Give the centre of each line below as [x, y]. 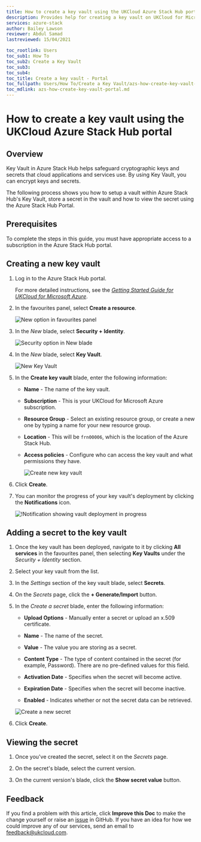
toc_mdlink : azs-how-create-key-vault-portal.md [68, 90]
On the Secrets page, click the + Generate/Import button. [86, 594]
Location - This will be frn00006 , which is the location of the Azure [106, 437]
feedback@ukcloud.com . [37, 832]
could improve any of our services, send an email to [70, 826]
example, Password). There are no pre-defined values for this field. [106, 665]
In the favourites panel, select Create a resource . [75, 308]
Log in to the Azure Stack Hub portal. [60, 278]
